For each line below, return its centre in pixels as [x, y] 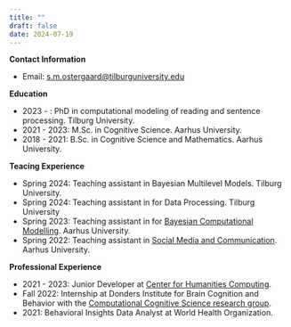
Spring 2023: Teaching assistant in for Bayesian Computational [137, 221]
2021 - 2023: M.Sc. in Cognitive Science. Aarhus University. [132, 130]
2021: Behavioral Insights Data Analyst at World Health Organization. [147, 313]
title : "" [28, 17]
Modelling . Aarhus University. [76, 231]
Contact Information [48, 60]
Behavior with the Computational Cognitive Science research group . [146, 303]
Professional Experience [56, 267]
